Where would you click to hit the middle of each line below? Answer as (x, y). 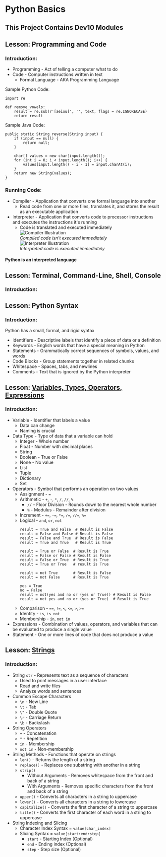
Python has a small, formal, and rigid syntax (50, 331)
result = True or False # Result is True (64, 551)
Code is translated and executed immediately (66, 227)
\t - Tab (28, 707)
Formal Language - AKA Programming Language (69, 80)
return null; (36, 143)
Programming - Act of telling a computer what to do (65, 69)
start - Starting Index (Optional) (60, 839)
